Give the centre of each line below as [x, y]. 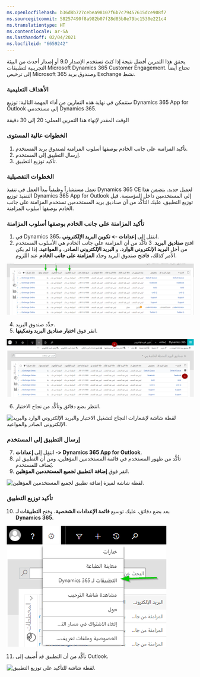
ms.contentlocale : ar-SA [37, 31]
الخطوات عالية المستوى [37, 135]
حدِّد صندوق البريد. [35, 324]
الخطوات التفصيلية [30, 176]
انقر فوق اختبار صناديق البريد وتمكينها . [56, 330]
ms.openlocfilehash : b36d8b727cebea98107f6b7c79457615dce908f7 [87, 12]
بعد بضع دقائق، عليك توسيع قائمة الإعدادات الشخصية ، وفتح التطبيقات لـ [92, 511]
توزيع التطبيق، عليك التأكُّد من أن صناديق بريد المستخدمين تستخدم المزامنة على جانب [100, 202]
